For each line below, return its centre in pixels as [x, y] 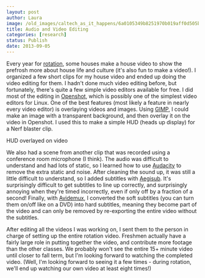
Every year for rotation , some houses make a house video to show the [94, 63]
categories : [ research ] [37, 35]
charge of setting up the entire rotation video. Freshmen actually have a [96, 236]
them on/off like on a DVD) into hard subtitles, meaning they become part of [102, 204]
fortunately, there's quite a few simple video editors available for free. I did [100, 89]
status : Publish [27, 40]
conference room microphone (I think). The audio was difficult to [88, 159]
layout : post [23, 12]
